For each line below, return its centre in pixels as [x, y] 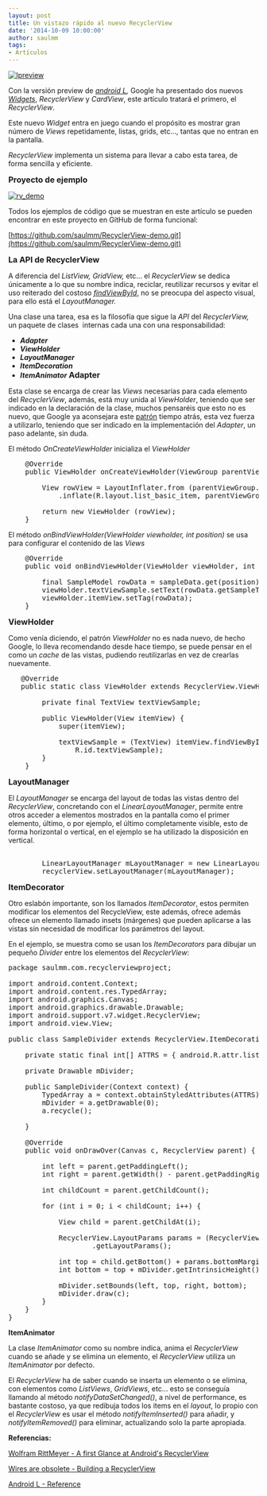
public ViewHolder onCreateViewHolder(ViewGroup [122, 472]
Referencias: [30, 1438]
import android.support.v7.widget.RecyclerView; [104, 1015]
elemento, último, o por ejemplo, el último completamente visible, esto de [128, 823]
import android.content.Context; [74, 984]
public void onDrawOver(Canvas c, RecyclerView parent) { [140, 1151]
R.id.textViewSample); [119, 750]
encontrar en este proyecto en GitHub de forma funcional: [103, 220]
